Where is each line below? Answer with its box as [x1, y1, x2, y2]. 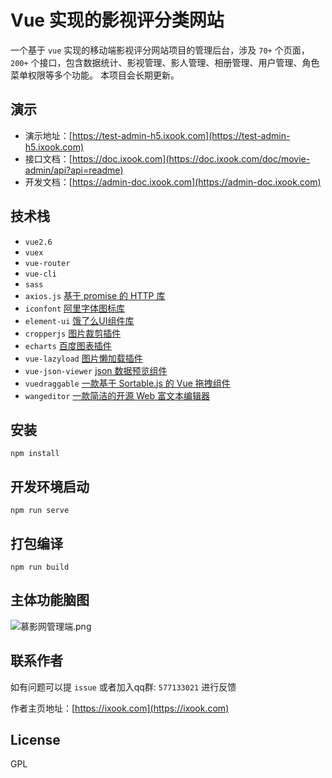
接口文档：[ [24, 152, 73, 165]
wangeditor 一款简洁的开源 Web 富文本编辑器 [24, 389, 211, 401]
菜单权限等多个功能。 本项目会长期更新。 [10, 69, 180, 81]
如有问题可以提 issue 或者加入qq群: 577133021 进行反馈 [10, 681, 237, 693]
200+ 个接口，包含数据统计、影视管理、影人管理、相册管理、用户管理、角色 [10, 56, 320, 68]
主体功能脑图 [10, 592, 90, 609]
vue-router [24, 258, 71, 268]
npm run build [10, 562, 70, 572]
